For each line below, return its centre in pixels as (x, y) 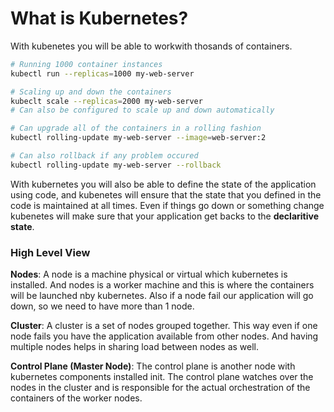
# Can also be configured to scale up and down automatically (142, 110)
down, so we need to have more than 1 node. (102, 306)
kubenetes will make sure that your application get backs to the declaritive (164, 216)
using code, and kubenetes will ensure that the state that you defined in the (166, 194)
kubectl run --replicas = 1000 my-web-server (102, 73)
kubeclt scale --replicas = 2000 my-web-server (106, 101)
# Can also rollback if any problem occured (104, 156)
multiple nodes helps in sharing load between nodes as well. (134, 347)
